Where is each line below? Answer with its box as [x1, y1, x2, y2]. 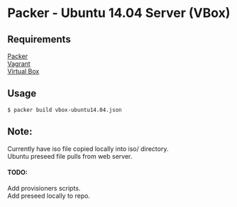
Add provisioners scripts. [7, 184, 81, 192]
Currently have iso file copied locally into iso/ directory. [7, 144, 169, 153]
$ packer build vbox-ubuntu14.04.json [7, 106, 122, 113]
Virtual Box [7, 67, 40, 75]
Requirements [7, 33, 71, 45]
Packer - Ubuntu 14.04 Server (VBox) [7, 5, 231, 21]
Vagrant [7, 60, 31, 68]
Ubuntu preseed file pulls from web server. [7, 152, 133, 160]
